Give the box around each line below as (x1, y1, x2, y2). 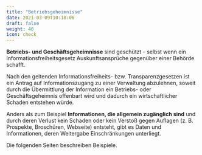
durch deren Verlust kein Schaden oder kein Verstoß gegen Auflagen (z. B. (6, 117, 193, 125)
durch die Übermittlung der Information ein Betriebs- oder (6, 86, 151, 93)
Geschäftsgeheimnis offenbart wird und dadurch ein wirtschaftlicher (6, 92, 178, 100)
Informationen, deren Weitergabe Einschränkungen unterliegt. (6, 130, 161, 137)
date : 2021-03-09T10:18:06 (6, 15, 75, 21)
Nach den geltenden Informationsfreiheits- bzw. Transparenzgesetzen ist (6, 73, 190, 80)
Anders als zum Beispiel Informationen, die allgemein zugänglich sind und (6, 111, 196, 118)
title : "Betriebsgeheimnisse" (6, 9, 83, 15)
